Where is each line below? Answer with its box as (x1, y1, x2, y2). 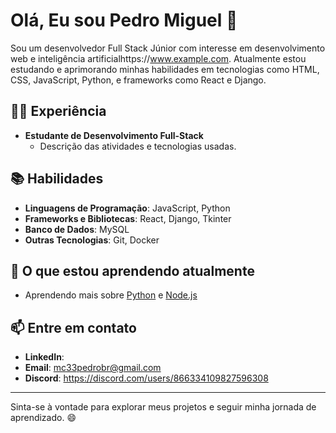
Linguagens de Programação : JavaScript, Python (24, 202, 231, 214)
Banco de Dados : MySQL (24, 223, 130, 235)
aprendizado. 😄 (10, 412, 77, 424)
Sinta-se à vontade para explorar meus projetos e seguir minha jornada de (10, 401, 317, 413)
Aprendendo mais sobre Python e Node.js (24, 289, 198, 301)
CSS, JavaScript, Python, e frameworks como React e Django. (10, 74, 267, 86)
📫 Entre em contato (10, 319, 137, 336)
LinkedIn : (24, 351, 65, 363)
